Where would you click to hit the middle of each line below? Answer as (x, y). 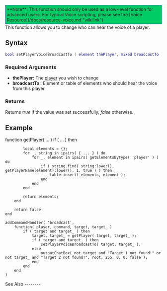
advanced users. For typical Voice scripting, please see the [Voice (75, 15)
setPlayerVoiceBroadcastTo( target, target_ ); (91, 245)
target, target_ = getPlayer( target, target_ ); (84, 236)
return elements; (41, 197)
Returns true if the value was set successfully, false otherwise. (69, 112)
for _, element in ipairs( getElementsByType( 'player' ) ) (95, 158)
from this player (28, 88)
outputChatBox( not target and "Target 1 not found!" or (101, 253)
